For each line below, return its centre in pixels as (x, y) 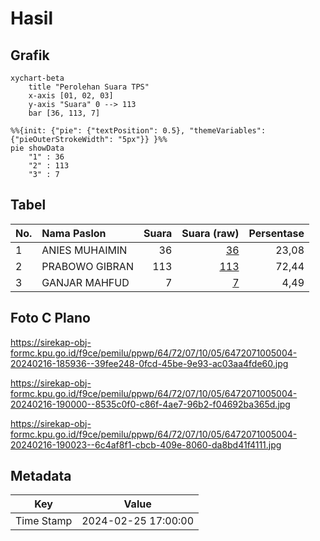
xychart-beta (37, 78)
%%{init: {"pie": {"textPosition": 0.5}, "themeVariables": (138, 131)
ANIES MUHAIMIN (84, 250)
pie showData (37, 148)
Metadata (41, 476)
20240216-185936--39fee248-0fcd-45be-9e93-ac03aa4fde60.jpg (149, 363)
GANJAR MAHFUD (85, 282)
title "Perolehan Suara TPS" (89, 87)
